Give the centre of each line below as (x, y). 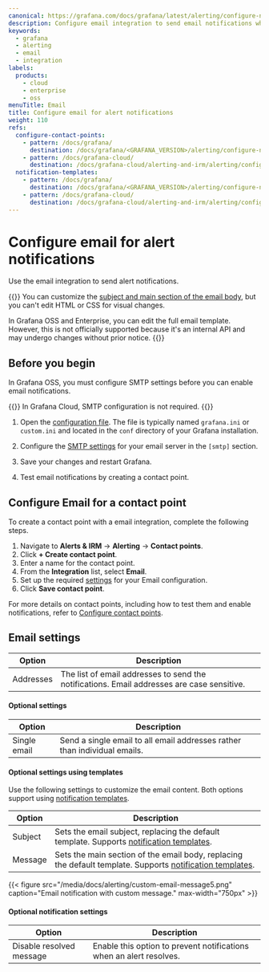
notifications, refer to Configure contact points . (86, 613)
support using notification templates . (69, 799)
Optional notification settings (58, 911)
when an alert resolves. (136, 956)
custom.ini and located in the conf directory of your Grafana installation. (139, 431)
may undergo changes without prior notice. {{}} (86, 338)
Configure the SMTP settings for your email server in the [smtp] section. (139, 446)
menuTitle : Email (37, 105)
